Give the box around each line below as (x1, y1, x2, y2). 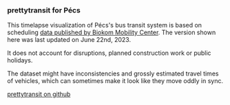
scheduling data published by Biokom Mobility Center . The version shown (7, 28, 216, 36)
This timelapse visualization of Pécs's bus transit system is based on (7, 21, 202, 30)
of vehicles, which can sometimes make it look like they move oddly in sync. (7, 77, 224, 85)
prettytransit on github (7, 90, 71, 98)
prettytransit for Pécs (7, 5, 81, 15)
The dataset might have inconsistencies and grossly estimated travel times (7, 69, 219, 78)
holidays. (7, 56, 33, 65)
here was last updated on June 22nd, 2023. (7, 36, 132, 44)
